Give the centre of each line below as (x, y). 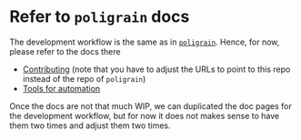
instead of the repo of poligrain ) (84, 78)
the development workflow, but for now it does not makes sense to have (145, 115)
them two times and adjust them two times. (90, 125)
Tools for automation (61, 88)
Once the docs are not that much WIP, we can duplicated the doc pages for (151, 105)
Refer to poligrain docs (100, 17)
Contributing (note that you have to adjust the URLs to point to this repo (156, 69)
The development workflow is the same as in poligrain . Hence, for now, (145, 42)
